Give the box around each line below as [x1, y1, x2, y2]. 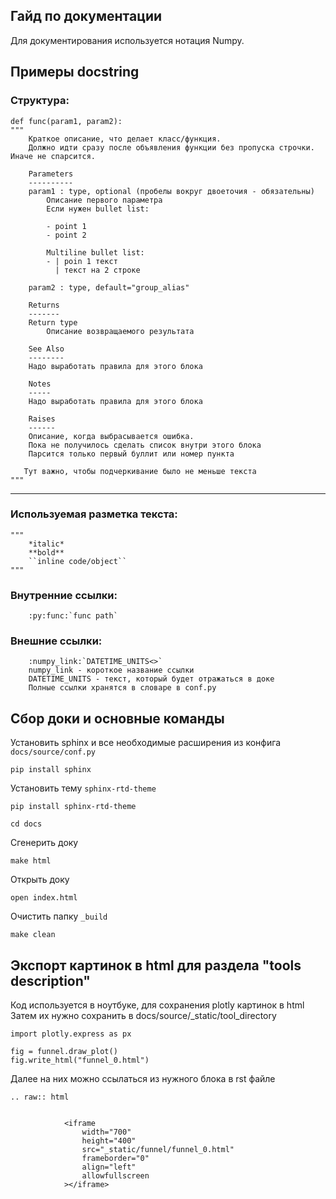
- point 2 [46, 230, 87, 240]
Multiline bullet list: [46, 247, 145, 258]
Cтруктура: [10, 94, 70, 108]
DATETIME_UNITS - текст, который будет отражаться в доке [28, 674, 275, 684]
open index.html [10, 893, 78, 903]
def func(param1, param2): [10, 116, 123, 126]
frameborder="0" [81, 1154, 150, 1164]
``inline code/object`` [28, 556, 128, 566]
